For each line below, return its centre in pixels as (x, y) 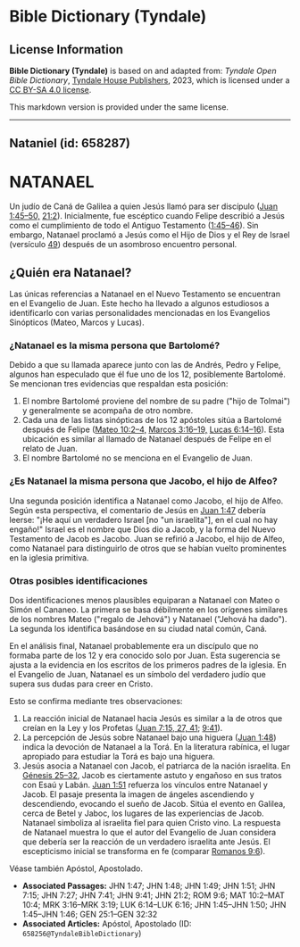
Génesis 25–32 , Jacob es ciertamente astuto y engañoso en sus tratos (152, 776)
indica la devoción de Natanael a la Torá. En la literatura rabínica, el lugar (156, 747)
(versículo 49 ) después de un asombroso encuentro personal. (123, 245)
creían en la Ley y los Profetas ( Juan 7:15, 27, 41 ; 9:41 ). (122, 728)
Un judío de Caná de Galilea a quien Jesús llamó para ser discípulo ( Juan (144, 206)
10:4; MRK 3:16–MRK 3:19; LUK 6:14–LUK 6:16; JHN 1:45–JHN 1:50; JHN (154, 905)
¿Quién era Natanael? (71, 273)
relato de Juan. (50, 449)
